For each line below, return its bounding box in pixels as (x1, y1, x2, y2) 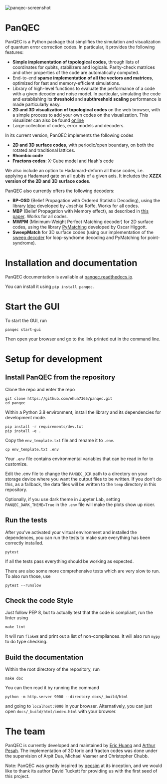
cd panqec (5, 400, 26, 405)
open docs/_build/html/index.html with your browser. (5, 709, 117, 715)
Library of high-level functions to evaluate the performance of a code (12, 85, 155, 91)
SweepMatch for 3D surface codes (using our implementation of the (12, 229, 154, 235)
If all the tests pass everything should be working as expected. (5, 558, 134, 564)
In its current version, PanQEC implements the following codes (5, 132, 134, 138)
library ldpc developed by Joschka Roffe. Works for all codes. (12, 203, 140, 209)
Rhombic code (12, 152, 43, 158)
